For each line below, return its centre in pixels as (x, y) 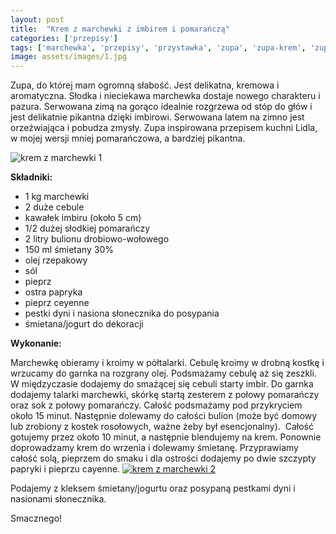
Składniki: (31, 177)
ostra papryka (53, 292)
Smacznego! (36, 518)
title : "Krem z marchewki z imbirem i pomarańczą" (120, 29)
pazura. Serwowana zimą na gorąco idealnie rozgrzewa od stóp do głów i (161, 107)
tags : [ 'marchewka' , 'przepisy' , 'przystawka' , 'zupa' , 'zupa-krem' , (158, 47)
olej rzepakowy (56, 260)
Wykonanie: (36, 343)
